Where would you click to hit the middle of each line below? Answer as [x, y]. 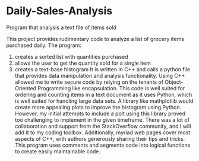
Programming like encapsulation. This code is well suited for [111, 88]
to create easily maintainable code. [58, 151]
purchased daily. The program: [44, 45]
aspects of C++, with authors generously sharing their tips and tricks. [100, 138]
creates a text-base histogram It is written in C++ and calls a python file [102, 69]
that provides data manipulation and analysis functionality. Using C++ [100, 75]
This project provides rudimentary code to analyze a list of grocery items [95, 39]
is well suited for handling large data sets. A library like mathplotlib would [104, 101]
